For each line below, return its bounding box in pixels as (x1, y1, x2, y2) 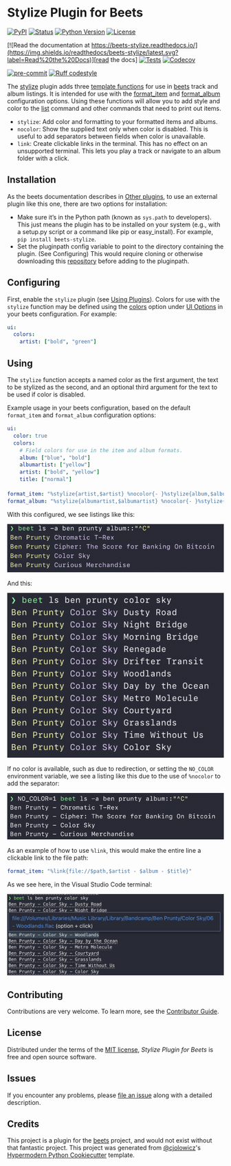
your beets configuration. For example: (7, 310, 118, 318)
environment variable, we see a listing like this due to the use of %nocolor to (7, 772, 221, 780)
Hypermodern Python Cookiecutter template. (7, 1151, 135, 1159)
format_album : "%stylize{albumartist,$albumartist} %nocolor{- (7, 498, 192, 505)
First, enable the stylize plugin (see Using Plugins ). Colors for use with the (7, 295, 220, 304)
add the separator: (7, 779, 60, 787)
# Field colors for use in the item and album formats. (19, 447, 184, 454)
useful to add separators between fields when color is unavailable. (16, 132, 206, 140)
